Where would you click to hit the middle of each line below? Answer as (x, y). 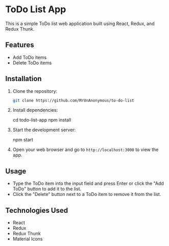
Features (20, 45)
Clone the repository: (35, 91)
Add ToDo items (30, 57)
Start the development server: (44, 130)
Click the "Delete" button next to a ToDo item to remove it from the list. (87, 194)
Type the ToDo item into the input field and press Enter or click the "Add (88, 183)
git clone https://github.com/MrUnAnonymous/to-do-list (73, 101)
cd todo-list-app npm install (42, 120)
